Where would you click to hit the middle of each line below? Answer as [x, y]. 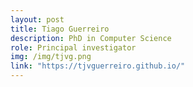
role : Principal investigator [73, 47]
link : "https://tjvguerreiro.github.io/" [98, 66]
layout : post [37, 19]
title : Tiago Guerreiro [60, 29]
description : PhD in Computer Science [91, 38]
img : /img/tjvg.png [51, 57]
